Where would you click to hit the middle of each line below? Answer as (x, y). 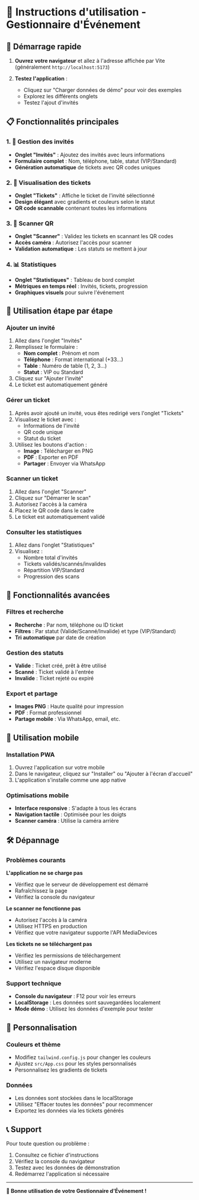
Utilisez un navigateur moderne (53, 962)
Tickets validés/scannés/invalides (65, 564)
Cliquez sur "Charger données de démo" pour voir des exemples (102, 90)
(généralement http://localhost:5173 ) (62, 67)
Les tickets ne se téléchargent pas (49, 944)
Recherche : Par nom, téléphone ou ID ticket (69, 625)
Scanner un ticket (32, 479)
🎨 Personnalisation (41, 1027)
